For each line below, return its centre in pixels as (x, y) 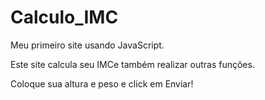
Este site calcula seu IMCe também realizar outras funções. (132, 64)
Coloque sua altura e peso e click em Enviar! (102, 83)
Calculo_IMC (64, 17)
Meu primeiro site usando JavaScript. (87, 45)
